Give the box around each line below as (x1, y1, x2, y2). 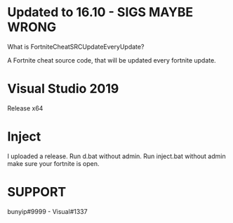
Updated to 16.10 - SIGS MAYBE (7, 4, 194, 20)
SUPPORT (7, 184, 67, 200)
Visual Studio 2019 (7, 81, 119, 97)
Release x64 (7, 103, 44, 113)
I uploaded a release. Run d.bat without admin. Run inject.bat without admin (7, 152, 226, 160)
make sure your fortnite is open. (7, 159, 100, 167)
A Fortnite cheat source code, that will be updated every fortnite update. (7, 56, 216, 64)
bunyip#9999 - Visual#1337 (7, 207, 88, 215)
